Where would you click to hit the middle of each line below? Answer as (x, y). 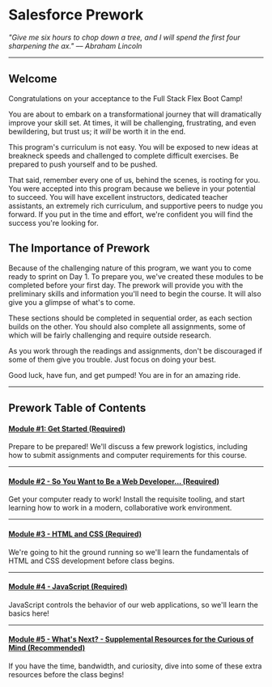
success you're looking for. (53, 223)
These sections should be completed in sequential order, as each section (130, 318)
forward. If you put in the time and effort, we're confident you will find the (131, 214)
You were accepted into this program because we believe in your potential (132, 189)
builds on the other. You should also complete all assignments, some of (127, 326)
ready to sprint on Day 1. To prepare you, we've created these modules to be (136, 276)
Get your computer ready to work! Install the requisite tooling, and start (127, 499)
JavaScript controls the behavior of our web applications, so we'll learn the (134, 604)
